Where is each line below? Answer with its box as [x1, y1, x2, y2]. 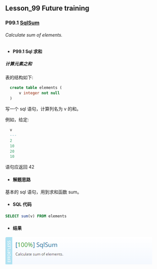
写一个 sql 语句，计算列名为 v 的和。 [5, 106, 81, 112]
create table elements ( [10, 85, 62, 90]
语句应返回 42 [5, 164, 34, 170]
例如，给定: [5, 117, 29, 123]
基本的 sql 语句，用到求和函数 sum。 [5, 189, 82, 195]
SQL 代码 [12, 201, 32, 208]
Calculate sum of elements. [5, 31, 63, 38]
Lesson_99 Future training [5, 4, 90, 13]
